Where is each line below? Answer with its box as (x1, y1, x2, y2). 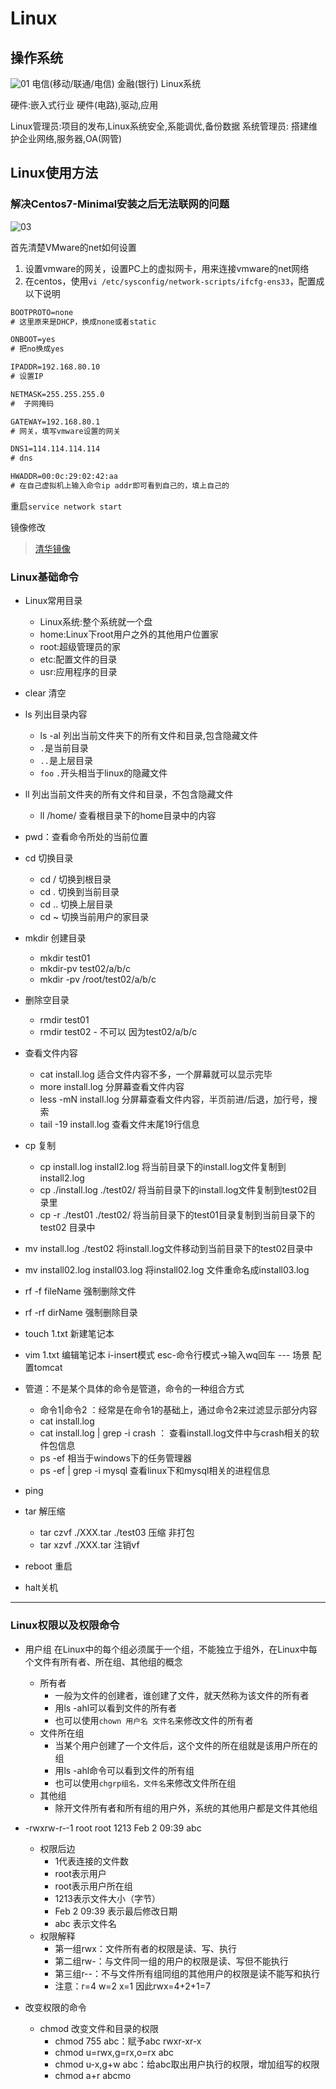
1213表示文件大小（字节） (54, 1892, 161, 1904)
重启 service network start (10, 500, 123, 512)
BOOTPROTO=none (10, 307, 74, 317)
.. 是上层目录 (39, 755, 93, 767)
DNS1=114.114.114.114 (10, 444, 101, 454)
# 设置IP (10, 372, 44, 382)
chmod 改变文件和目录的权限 (39, 2022, 160, 2034)
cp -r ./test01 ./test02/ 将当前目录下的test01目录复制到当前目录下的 (39, 1209, 315, 1221)
